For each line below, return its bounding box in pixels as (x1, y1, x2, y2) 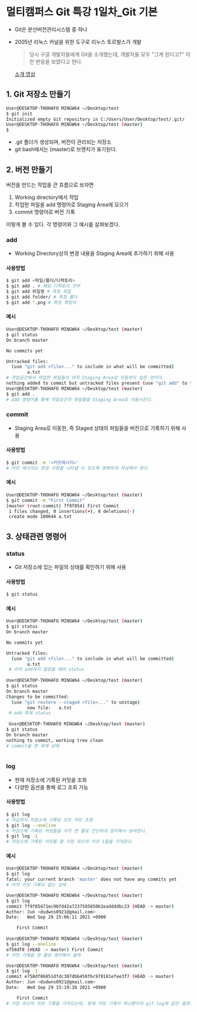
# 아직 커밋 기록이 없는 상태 (6, 882, 66, 888)
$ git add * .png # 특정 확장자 (6, 300, 76, 305)
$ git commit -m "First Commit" (6, 497, 85, 503)
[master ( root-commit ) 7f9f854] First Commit (6, 502, 119, 509)
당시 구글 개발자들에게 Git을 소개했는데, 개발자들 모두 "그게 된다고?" (29, 50, 185, 57)
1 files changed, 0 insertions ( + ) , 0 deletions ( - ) (8, 508, 135, 514)
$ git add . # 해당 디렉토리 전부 (6, 283, 81, 289)
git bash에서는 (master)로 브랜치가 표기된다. (14, 146, 117, 153)
